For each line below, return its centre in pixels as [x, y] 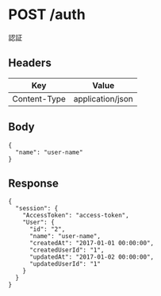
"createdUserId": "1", [67, 250]
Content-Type [39, 98]
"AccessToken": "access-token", [76, 216]
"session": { [37, 209]
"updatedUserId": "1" [65, 264]
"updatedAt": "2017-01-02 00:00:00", [92, 257]
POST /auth [47, 15]
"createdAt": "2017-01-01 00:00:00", [92, 244]
